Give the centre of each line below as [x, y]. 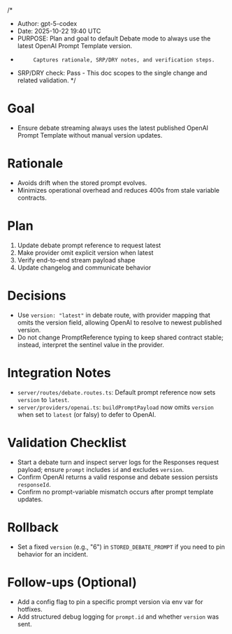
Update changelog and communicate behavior [84, 267]
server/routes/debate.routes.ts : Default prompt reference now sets [116, 392]
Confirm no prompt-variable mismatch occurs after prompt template [115, 492]
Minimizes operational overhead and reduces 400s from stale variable [118, 190]
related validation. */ [46, 80]
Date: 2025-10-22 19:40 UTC [59, 31]
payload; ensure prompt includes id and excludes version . [101, 469]
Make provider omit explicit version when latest [85, 252]
